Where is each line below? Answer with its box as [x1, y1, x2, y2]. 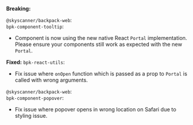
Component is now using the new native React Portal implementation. [14, 35, 188, 41]
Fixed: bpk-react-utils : [6, 59, 66, 65]
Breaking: [6, 5, 31, 12]
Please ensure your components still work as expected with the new [14, 41, 183, 48]
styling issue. [14, 112, 48, 119]
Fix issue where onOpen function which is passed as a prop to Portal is [14, 70, 188, 77]
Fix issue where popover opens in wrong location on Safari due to [14, 106, 177, 112]
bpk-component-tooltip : [6, 23, 64, 30]
